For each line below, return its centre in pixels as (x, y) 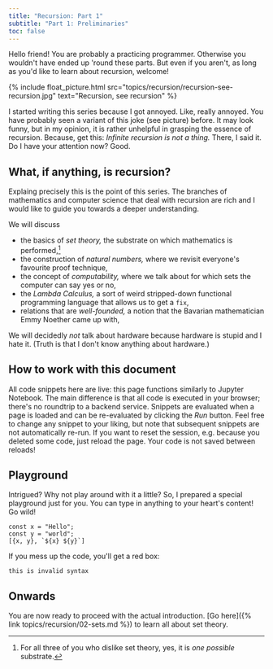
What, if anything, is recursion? (90, 172)
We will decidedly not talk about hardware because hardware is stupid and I (135, 335)
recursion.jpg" (32, 96)
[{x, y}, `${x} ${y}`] (47, 541)
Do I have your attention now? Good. (69, 146)
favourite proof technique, (64, 267)
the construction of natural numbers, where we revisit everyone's (130, 259)
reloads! (22, 449)
